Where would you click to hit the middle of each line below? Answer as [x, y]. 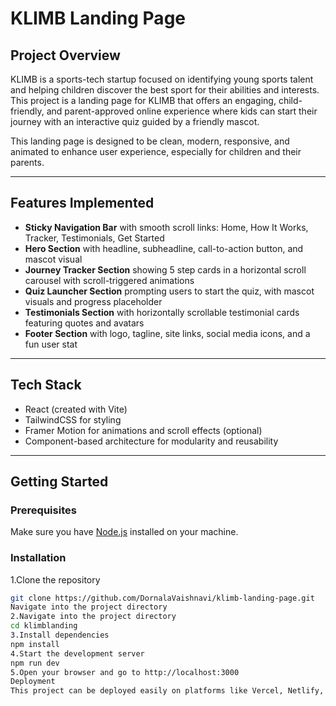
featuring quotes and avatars [84, 323]
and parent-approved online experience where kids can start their [182, 111]
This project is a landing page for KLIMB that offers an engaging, [143, 100]
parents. [27, 162]
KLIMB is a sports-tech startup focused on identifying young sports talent [162, 79]
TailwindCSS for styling [73, 419]
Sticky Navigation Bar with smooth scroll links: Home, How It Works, [166, 227]
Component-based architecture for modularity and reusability [151, 441]
